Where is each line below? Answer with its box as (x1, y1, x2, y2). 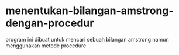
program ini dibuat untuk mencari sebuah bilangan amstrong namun (5, 36, 169, 43)
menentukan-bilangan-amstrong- (5, 4, 174, 18)
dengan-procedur (5, 16, 94, 30)
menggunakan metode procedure (5, 42, 87, 49)
